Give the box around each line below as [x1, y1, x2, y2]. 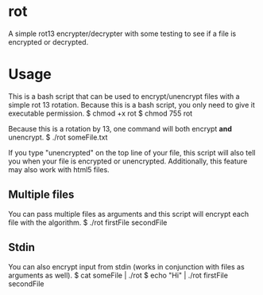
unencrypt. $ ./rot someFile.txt [8, 132, 108, 142]
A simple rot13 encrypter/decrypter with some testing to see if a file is [8, 29, 237, 38]
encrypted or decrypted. [8, 37, 89, 46]
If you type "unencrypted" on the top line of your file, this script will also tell [8, 147, 256, 157]
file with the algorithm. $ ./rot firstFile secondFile [8, 218, 168, 227]
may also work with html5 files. [8, 164, 110, 174]
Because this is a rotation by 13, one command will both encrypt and [8, 124, 233, 133]
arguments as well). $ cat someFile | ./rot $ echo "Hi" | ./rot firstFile [8, 270, 229, 280]
